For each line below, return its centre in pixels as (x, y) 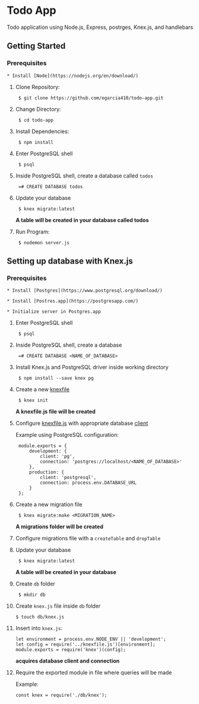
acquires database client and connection (67, 661)
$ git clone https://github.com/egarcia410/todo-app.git (91, 98)
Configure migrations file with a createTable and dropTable (88, 539)
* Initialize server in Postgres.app (54, 312)
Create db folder (35, 584)
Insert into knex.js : (39, 628)
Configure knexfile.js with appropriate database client (82, 423)
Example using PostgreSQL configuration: (67, 435)
